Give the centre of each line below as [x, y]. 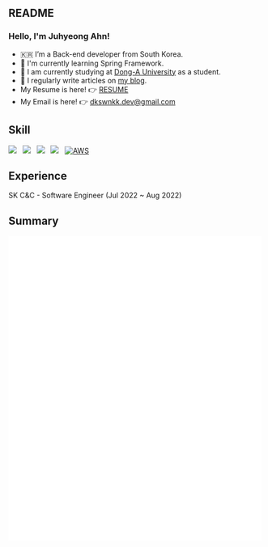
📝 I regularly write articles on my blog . [83, 80]
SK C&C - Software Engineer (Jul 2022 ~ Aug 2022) [95, 195]
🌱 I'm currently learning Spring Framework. [92, 63]
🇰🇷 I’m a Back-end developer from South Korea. [102, 54]
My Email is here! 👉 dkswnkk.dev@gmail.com [98, 101]
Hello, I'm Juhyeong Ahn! [60, 36]
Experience [38, 176]
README [31, 13]
